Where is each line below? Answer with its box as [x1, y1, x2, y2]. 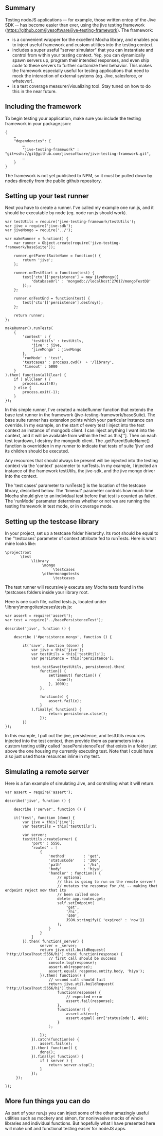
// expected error [66, 994, 104, 1000]
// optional [57, 875, 82, 880]
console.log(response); [48, 960, 97, 966]
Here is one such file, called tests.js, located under [5, 599, 107, 605]
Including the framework [5, 102, 82, 111]
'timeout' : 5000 [22, 364, 57, 369]
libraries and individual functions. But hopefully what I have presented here [5, 1120, 156, 1126]
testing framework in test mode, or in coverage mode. [5, 503, 113, 509]
